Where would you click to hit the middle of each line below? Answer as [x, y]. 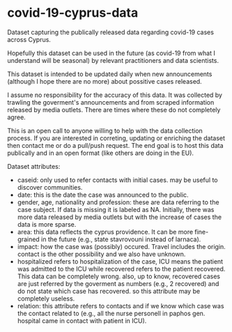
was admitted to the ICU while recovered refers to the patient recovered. [121, 269]
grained [28, 239]
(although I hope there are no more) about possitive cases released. [105, 81]
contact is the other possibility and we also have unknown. [101, 254]
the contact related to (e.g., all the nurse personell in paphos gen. [111, 313]
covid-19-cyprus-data [73, 13]
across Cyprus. [29, 39]
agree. [16, 117]
